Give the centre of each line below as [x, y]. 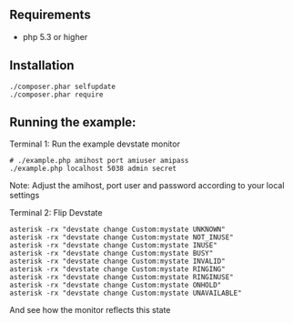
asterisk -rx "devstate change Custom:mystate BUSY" [111, 254]
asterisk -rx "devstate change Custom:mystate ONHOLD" [116, 286]
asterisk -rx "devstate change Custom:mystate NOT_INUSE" [121, 237]
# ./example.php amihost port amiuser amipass [99, 161]
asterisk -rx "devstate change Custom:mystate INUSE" [114, 246]
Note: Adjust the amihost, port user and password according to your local [147, 186]
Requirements [50, 15]
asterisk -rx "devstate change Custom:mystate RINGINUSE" [121, 278]
